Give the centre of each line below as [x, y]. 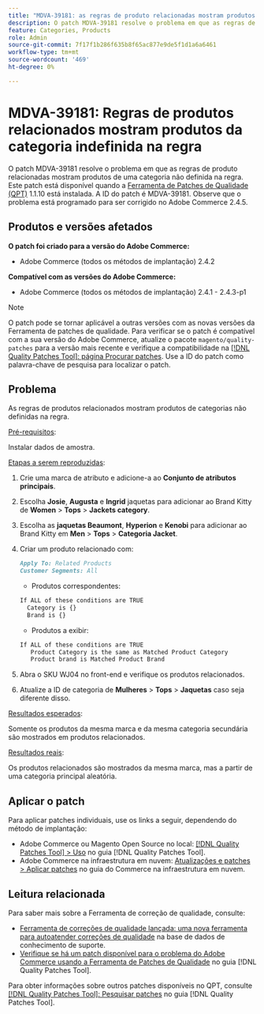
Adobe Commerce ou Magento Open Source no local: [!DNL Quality [129, 844]
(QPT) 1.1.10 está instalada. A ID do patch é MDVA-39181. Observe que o [125, 194]
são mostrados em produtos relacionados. [77, 737]
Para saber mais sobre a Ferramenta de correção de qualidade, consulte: [127, 913]
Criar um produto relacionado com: [76, 549]
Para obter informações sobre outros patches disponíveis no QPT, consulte [130, 986]
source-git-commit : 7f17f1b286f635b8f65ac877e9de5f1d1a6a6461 [112, 45]
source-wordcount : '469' [49, 60]
